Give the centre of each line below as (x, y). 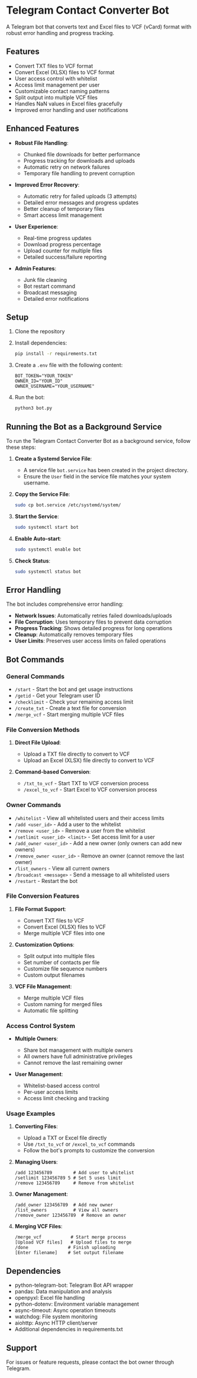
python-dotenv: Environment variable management (77, 1304)
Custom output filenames (54, 975)
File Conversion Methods (43, 730)
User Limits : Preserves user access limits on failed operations (90, 641)
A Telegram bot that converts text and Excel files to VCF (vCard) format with (99, 27)
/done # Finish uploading (65, 1248)
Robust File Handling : (42, 143)
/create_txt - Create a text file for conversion (70, 708)
